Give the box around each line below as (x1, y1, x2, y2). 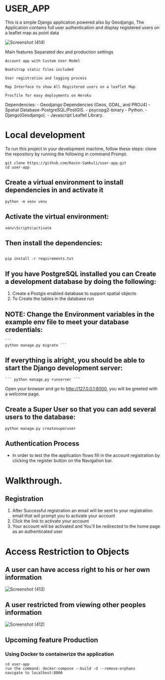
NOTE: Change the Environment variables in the (5, 310, 155, 318)
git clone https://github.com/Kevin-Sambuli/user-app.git (5, 160, 127, 165)
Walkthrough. (5, 475, 63, 486)
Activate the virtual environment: (5, 213, 109, 221)
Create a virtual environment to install (5, 178, 124, 187)
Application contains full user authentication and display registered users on (5, 24, 160, 30)
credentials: (5, 325, 43, 334)
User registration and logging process (5, 76, 87, 80)
